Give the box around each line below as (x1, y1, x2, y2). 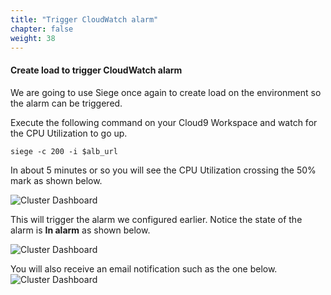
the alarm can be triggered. (10, 97, 123, 109)
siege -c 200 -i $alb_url (10, 146, 118, 156)
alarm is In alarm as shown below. (10, 224, 151, 236)
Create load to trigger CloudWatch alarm (10, 64, 183, 76)
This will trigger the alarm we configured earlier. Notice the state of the (10, 213, 303, 225)
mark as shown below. (10, 174, 103, 186)
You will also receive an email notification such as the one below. (10, 262, 278, 275)
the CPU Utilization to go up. (10, 127, 128, 139)
